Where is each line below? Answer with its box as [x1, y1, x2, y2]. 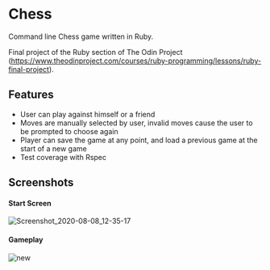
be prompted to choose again [19, 126, 118, 136]
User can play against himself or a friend [19, 109, 156, 119]
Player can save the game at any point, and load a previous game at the [19, 135, 258, 145]
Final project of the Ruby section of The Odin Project [8, 47, 183, 57]
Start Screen [8, 198, 52, 208]
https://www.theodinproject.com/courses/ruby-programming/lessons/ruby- [10, 56, 262, 65]
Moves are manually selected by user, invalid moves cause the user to [19, 118, 253, 128]
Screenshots [8, 175, 74, 190]
